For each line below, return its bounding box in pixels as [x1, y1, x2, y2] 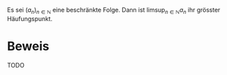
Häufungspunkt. [7, 14, 53, 22]
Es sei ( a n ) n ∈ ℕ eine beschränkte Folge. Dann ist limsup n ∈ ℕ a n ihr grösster [7, 6, 221, 16]
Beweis [7, 38, 50, 54]
